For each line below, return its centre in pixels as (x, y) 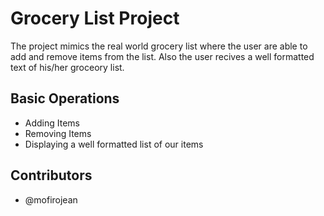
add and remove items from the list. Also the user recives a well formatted (162, 56)
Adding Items (52, 123)
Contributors (51, 175)
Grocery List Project (95, 18)
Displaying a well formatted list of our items (114, 144)
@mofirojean (51, 199)
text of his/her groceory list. (67, 67)
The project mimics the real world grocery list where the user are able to (159, 46)
